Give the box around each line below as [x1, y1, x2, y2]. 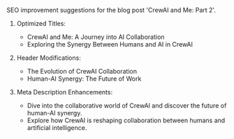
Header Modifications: [16, 54, 81, 62]
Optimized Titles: [16, 19, 66, 27]
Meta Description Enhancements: [16, 88, 113, 96]
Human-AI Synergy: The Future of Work [27, 74, 142, 83]
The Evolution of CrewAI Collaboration [27, 67, 138, 75]
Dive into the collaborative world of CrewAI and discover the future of [27, 101, 227, 110]
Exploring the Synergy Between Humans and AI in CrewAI [27, 40, 193, 48]
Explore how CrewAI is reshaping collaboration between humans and [27, 116, 226, 124]
